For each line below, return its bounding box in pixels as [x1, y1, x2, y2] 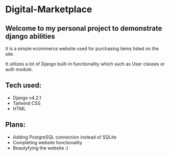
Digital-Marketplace [5, 4, 92, 15]
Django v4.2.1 [12, 95, 41, 101]
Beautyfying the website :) [12, 145, 68, 151]
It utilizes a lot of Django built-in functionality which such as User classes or [5, 61, 165, 67]
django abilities [5, 32, 55, 40]
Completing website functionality [12, 139, 83, 145]
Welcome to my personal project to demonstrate [5, 24, 162, 33]
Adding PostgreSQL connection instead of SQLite [12, 134, 117, 140]
